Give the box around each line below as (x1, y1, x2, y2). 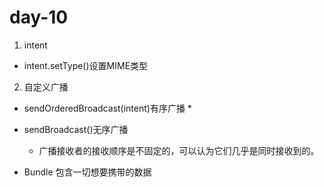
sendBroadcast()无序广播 (23, 123, 129, 135)
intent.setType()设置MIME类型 (23, 59, 149, 71)
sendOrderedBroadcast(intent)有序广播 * (23, 102, 192, 114)
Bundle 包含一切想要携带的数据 (23, 166, 152, 178)
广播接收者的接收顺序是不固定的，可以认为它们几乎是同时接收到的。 (38, 144, 320, 156)
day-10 (9, 6, 69, 29)
